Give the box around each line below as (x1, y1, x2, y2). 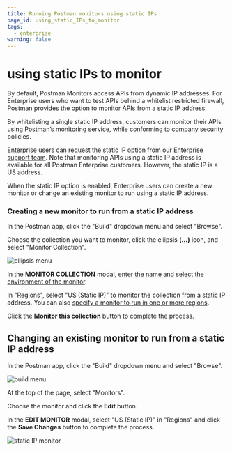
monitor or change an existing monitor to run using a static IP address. (7, 189, 209, 197)
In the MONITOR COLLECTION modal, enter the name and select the (7, 270, 204, 279)
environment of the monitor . (7, 277, 87, 286)
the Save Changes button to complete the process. (7, 423, 155, 431)
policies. (7, 132, 31, 141)
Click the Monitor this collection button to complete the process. (7, 312, 194, 321)
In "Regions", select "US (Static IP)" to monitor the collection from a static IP (7, 291, 226, 300)
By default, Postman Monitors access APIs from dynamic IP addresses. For (7, 89, 222, 98)
